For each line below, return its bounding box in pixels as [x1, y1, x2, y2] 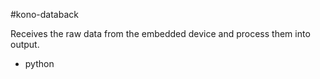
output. [10, 39, 40, 50]
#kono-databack [10, 9, 79, 20]
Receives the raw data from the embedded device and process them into [10, 28, 311, 39]
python [24, 58, 55, 69]
